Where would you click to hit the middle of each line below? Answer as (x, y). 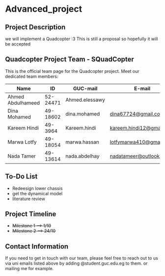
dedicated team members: (32, 76)
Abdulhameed (24, 103)
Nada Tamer (22, 156)
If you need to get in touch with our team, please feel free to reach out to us (82, 258)
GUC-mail (85, 88)
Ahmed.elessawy (85, 100)
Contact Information (37, 246)
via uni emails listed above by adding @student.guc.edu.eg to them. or (76, 263)
